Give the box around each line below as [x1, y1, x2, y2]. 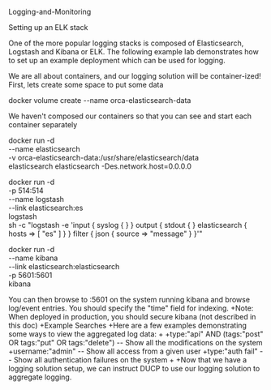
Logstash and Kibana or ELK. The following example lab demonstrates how [8, 47, 260, 56]
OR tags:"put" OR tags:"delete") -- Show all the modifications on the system [8, 338, 263, 347]
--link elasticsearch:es [8, 203, 84, 212]
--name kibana [8, 253, 58, 263]
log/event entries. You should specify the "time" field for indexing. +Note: [8, 303, 254, 313]
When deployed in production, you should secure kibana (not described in [8, 312, 256, 321]
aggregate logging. [8, 372, 72, 382]
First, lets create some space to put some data [8, 80, 164, 89]
